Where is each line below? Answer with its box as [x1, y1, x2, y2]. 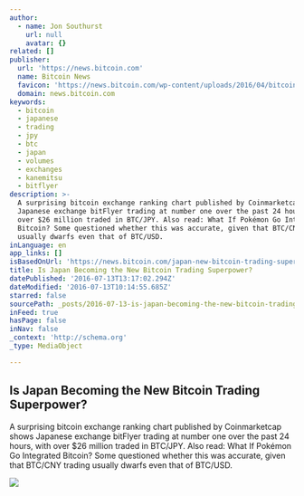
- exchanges [17, 165, 63, 174]
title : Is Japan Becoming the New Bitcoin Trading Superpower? [9, 266, 253, 275]
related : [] [9, 47, 54, 56]
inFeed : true [9, 308, 59, 317]
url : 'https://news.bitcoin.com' [17, 64, 144, 73]
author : [9, 13, 39, 23]
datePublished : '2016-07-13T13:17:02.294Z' [9, 274, 176, 283]
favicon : [17, 81, 51, 90]
